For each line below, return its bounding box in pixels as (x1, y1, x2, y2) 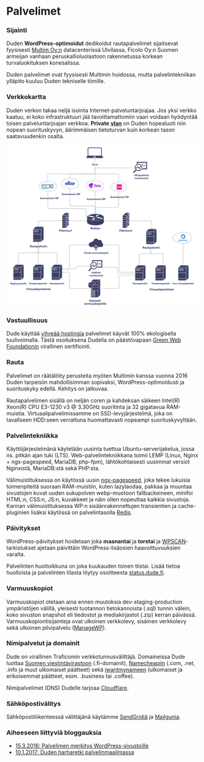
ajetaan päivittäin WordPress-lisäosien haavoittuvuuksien (37, 544, 181, 552)
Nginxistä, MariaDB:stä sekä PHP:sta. (6, 464, 100, 471)
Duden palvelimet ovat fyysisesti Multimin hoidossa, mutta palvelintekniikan (6, 71, 196, 79)
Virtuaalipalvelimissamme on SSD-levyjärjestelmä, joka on (27, 409, 173, 417)
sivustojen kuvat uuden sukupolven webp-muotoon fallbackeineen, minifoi (6, 489, 193, 496)
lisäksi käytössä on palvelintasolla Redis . (30, 509, 133, 516)
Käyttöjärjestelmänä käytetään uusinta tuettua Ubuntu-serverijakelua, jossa (6, 445, 195, 452)
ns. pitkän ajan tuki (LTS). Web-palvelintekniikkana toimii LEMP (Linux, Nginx (6, 451, 199, 459)
